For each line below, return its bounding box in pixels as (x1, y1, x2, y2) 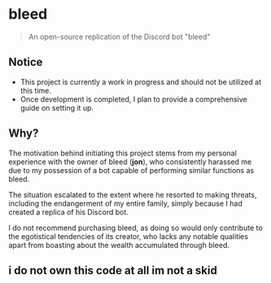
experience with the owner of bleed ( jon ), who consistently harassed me (8, 156, 252, 167)
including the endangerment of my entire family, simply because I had (8, 198, 243, 208)
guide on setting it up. (20, 102, 94, 112)
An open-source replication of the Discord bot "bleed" (28, 32, 211, 41)
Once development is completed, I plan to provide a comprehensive (20, 94, 247, 104)
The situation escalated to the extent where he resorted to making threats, (8, 189, 257, 199)
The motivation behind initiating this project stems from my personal (8, 148, 238, 158)
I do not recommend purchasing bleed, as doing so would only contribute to (8, 223, 263, 233)
